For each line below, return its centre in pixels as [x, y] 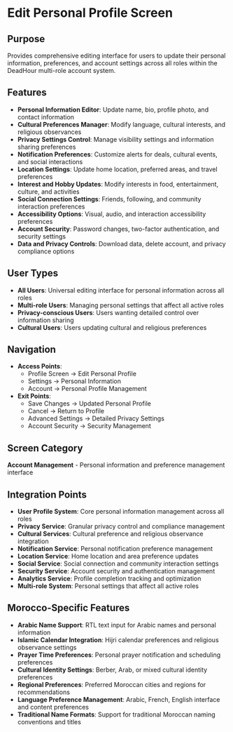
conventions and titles [49, 721]
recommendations [43, 692]
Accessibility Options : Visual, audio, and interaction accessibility [112, 214]
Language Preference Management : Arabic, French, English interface [119, 699]
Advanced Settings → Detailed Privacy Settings [96, 418]
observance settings [47, 647]
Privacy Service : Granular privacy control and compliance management [121, 526]
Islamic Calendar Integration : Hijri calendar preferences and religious [118, 639]
